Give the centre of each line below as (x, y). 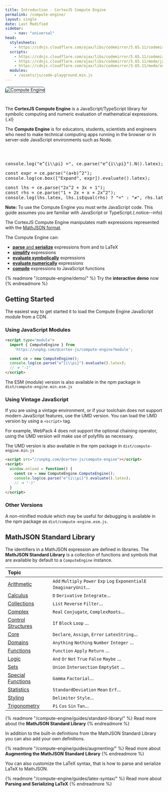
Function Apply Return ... (81, 650)
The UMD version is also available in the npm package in (63, 446)
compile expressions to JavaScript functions (58, 268)
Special (16, 675)
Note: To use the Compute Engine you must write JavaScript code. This (79, 207)
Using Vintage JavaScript (37, 400)
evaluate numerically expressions (48, 263)
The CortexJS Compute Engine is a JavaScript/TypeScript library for (76, 108)
